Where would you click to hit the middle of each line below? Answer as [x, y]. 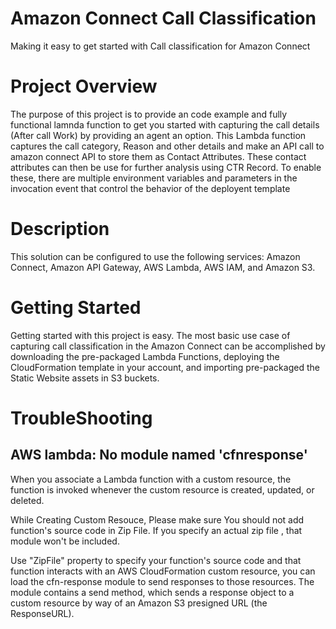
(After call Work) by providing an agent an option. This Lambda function [158, 135]
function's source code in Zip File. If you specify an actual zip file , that [156, 530]
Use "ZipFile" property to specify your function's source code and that [156, 560]
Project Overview [84, 86]
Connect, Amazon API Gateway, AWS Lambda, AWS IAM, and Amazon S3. [163, 267]
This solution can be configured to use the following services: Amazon [155, 256]
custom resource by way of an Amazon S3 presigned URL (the [139, 603]
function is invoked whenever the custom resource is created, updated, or [162, 489]
